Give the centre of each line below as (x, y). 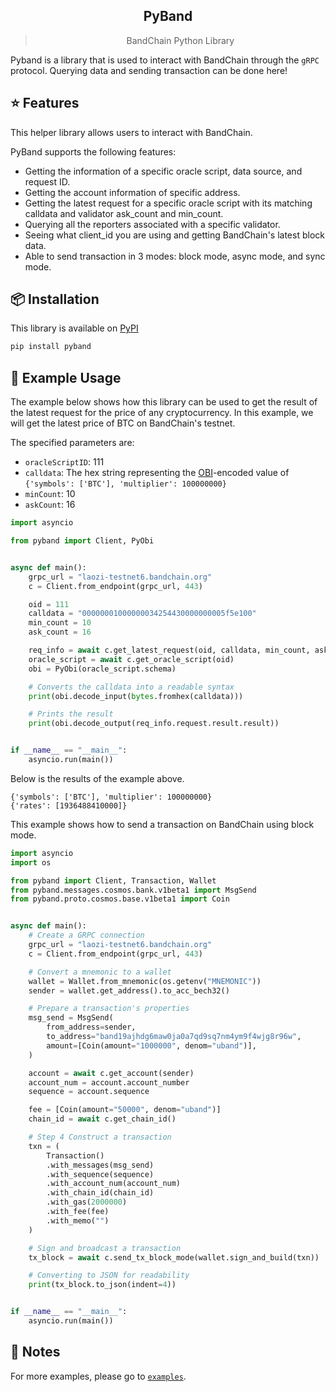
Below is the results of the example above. (97, 778)
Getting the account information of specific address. (132, 192)
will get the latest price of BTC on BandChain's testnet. (123, 423)
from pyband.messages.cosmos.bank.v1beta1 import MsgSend (133, 890)
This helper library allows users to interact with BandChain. (131, 132)
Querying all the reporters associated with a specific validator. (152, 224)
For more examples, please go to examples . (98, 1376)
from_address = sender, (91, 1027)
